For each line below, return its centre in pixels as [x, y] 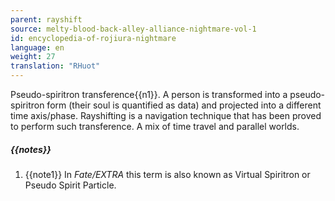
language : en [37, 47]
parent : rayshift [46, 19]
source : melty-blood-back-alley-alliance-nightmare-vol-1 [133, 29]
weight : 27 [33, 57]
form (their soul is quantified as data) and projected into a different [184, 105]
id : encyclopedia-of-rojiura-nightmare [93, 38]
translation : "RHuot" [55, 66]
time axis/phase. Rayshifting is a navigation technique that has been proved [166, 115]
